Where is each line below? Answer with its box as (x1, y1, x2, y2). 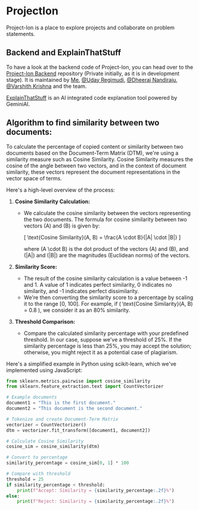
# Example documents (6, 394, 58, 401)
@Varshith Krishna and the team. (6, 82, 87, 90)
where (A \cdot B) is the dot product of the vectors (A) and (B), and (23, 245, 189, 252)
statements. (6, 30, 36, 37)
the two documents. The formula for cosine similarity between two (23, 216, 188, 223)
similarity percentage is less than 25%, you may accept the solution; (23, 342, 192, 349)
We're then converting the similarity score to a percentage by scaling (23, 294, 194, 301)
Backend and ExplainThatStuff (6, 48, 122, 58)
